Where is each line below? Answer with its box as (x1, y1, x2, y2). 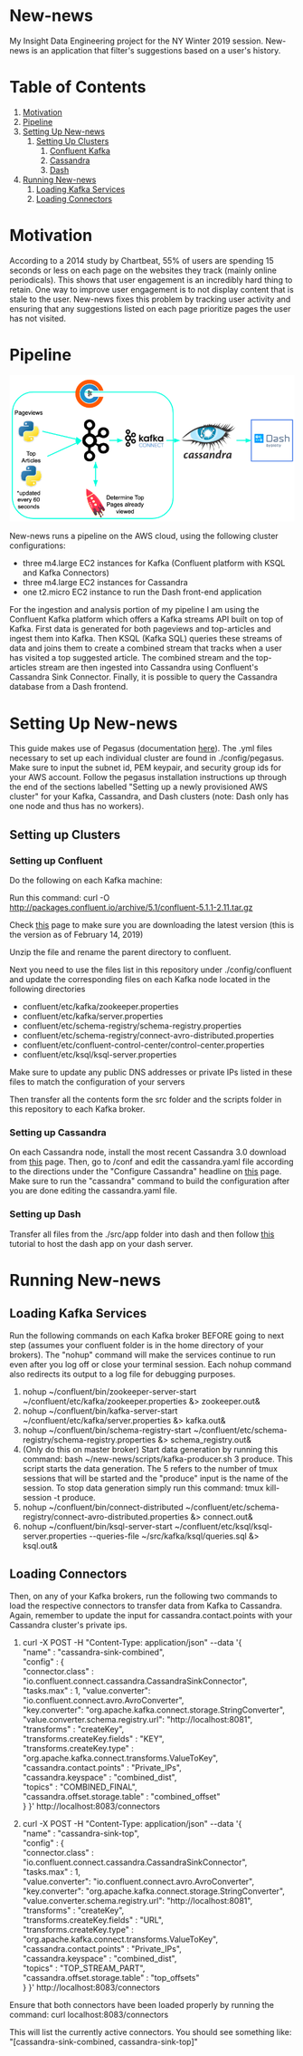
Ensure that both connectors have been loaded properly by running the (9, 1999, 274, 2010)
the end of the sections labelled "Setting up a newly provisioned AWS (9, 781, 269, 793)
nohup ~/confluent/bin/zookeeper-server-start (22, 1385, 197, 1396)
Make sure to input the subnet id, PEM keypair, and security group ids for (9, 762, 282, 773)
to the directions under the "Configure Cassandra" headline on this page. (9, 1166, 282, 1177)
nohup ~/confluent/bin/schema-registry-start (22, 1424, 192, 1435)
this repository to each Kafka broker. (9, 1104, 146, 1115)
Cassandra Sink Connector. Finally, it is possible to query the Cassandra (9, 671, 278, 682)
